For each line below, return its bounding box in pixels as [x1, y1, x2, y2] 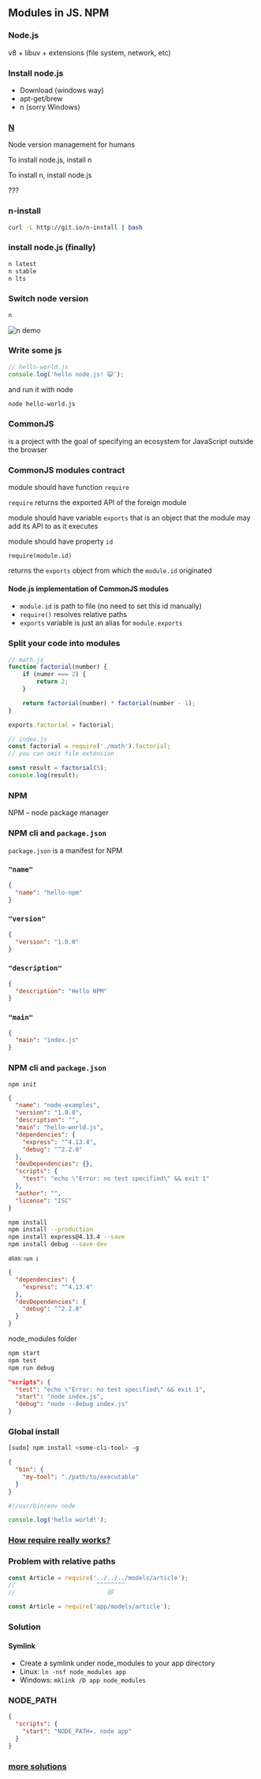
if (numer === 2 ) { [22, 671, 87, 678]
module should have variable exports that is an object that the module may [8, 513, 251, 523]
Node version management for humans [8, 140, 136, 149]
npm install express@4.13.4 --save [8, 1233, 125, 1241]
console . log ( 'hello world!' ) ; [8, 1516, 108, 1524]
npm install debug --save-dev [8, 1240, 108, 1249]
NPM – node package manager [8, 808, 109, 817]
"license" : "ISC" [15, 1197, 73, 1205]
